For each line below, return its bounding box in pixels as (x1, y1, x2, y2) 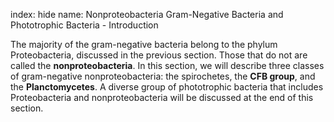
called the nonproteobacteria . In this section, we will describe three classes (10, 60, 325, 71)
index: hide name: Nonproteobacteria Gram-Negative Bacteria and (10, 9, 284, 20)
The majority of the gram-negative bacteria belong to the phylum (10, 39, 278, 50)
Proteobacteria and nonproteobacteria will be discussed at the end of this (10, 92, 314, 103)
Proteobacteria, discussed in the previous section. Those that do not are (10, 49, 308, 61)
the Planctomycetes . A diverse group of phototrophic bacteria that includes (10, 81, 324, 93)
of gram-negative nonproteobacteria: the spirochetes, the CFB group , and (10, 70, 316, 82)
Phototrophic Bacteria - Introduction (10, 19, 159, 31)
